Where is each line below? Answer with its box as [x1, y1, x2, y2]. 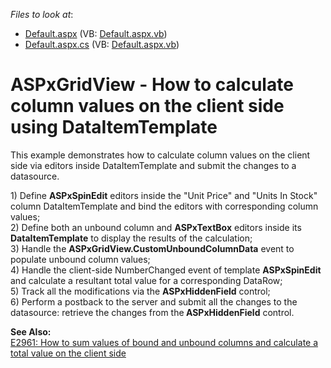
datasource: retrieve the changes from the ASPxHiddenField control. [10, 306, 295, 318]
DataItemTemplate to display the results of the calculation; [10, 232, 253, 244]
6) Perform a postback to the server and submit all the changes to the [10, 295, 298, 308]
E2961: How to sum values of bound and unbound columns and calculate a [10, 336, 319, 348]
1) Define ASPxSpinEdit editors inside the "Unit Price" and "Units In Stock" [10, 189, 318, 201]
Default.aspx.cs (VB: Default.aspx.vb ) [24, 39, 180, 50]
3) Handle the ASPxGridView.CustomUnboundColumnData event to [10, 242, 295, 254]
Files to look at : [10, 9, 74, 20]
